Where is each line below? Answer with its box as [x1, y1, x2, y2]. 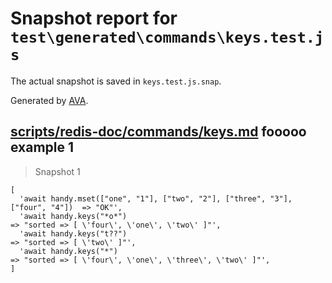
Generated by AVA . [10, 94, 89, 106]
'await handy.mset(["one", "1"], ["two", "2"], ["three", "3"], [19, 193, 293, 204]
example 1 [10, 139, 75, 156]
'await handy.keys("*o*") [19, 211, 128, 221]
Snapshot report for [10, 7, 178, 30]
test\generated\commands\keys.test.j [10, 28, 325, 47]
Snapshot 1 [34, 165, 81, 177]
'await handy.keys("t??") [19, 228, 128, 239]
